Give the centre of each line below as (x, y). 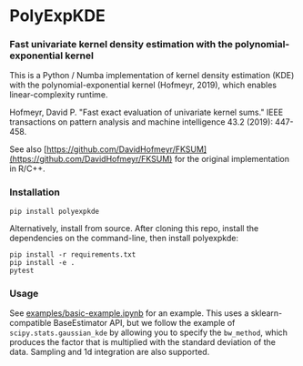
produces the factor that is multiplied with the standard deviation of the (142, 342)
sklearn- (267, 313)
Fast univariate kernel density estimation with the (121, 45)
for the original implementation (232, 159)
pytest (22, 270)
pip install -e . (42, 262)
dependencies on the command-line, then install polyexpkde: (124, 238)
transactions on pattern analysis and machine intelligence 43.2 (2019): (141, 122)
